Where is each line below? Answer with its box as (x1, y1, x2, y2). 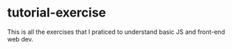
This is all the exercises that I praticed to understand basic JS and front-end (7, 28, 225, 36)
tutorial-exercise (7, 5, 107, 21)
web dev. (7, 35, 33, 43)
